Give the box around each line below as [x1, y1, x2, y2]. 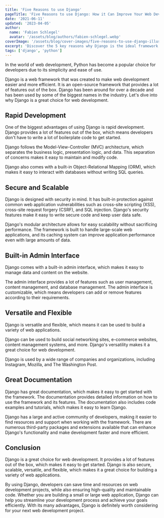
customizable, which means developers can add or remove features [5, 289, 142, 295]
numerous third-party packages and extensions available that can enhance [5, 424, 156, 430]
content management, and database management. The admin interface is [5, 284, 153, 290]
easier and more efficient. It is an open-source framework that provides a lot [5, 81, 159, 87]
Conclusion [5, 444, 41, 452]
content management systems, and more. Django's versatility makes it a [5, 341, 150, 348]
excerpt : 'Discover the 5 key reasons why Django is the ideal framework [5, 44, 159, 48]
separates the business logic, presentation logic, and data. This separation [5, 149, 155, 155]
